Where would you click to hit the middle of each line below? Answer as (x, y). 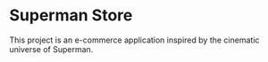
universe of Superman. (51, 49)
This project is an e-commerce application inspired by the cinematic (134, 40)
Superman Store (71, 15)
